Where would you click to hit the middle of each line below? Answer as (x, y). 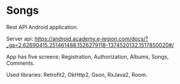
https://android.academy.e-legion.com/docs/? (91, 38)
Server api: (20, 38)
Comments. (20, 63)
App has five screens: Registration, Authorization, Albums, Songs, (88, 56)
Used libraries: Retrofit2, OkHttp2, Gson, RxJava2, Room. (77, 74)
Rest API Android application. (42, 27)
